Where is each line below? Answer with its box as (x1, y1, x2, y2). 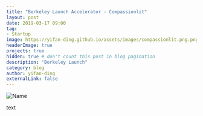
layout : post (6, 14, 39, 20)
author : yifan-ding (6, 70, 56, 76)
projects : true (6, 48, 45, 54)
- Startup (6, 31, 31, 37)
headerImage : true (6, 43, 53, 49)
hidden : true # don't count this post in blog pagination (6, 53, 155, 60)
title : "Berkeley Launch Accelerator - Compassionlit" (6, 8, 147, 15)
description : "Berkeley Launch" (6, 59, 88, 65)
